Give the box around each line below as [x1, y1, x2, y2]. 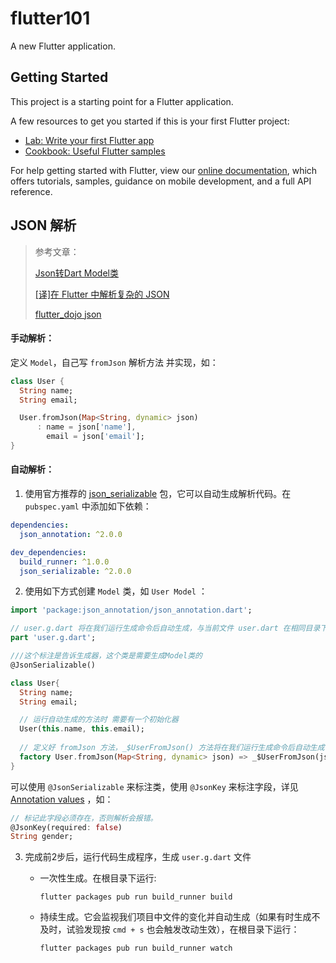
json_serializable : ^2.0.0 [19, 566, 132, 576]
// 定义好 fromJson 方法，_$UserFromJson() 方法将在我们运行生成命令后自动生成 [19, 743, 325, 753]
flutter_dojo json [34, 308, 102, 320]
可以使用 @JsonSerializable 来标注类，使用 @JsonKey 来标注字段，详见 [10, 780, 299, 792]
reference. [10, 185, 53, 197]
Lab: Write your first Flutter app [24, 134, 155, 146]
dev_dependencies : [10, 547, 87, 557]
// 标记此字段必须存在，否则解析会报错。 [10, 813, 158, 823]
